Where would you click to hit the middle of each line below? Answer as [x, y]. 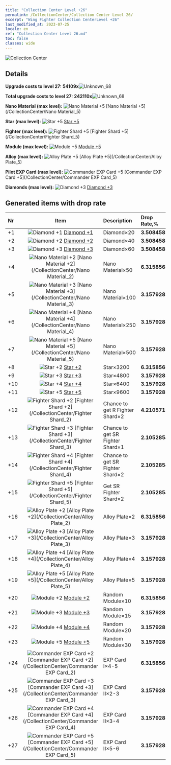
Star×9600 [116, 392]
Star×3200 [116, 367]
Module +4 [77, 628]
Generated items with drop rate [56, 203]
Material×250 [120, 325]
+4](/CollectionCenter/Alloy [61, 559]
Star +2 [73, 367]
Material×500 [120, 353]
